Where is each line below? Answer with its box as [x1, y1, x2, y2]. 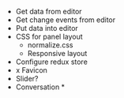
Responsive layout [27, 49, 88, 58]
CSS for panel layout [15, 32, 83, 41]
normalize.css [27, 40, 73, 50]
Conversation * [15, 82, 66, 92]
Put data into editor [15, 24, 79, 32]
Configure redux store [15, 57, 88, 66]
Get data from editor [15, 7, 82, 16]
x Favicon [15, 66, 47, 74]
